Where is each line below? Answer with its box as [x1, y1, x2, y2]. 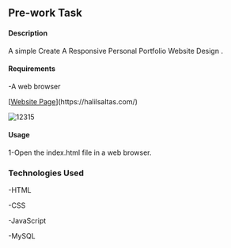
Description [8, 28, 48, 38]
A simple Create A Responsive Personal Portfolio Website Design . [8, 46, 224, 55]
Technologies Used [8, 167, 85, 178]
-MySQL [8, 231, 36, 241]
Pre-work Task [8, 6, 83, 20]
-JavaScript [8, 216, 47, 226]
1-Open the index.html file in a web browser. [8, 148, 152, 157]
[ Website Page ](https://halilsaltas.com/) [8, 96, 138, 106]
